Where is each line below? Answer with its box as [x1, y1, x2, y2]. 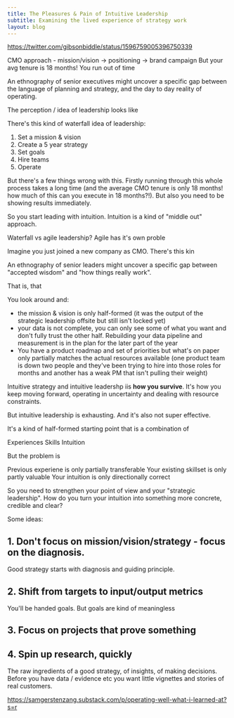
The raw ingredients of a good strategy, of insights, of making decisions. [7, 667, 218, 675]
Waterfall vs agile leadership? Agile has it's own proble [7, 233, 166, 242]
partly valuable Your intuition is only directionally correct [7, 473, 171, 481]
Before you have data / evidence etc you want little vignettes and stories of [7, 674, 225, 683]
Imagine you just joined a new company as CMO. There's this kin [7, 247, 195, 256]
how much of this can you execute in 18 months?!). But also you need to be [7, 191, 225, 200]
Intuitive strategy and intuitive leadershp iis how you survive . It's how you [7, 382, 221, 391]
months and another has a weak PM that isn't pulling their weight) [17, 369, 208, 377]
